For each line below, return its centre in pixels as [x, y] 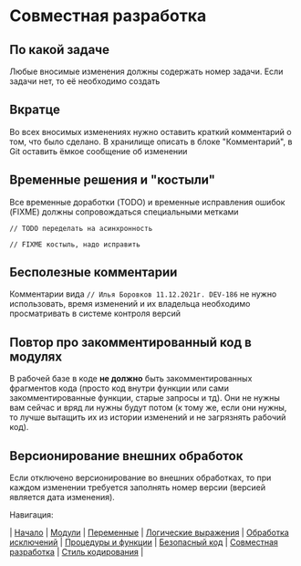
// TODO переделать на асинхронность [81, 228]
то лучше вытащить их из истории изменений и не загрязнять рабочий [148, 417]
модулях [36, 356]
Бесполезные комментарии [93, 273]
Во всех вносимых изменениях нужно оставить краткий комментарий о [150, 131]
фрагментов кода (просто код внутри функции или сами [119, 388]
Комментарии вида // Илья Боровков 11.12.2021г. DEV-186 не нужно [143, 294]
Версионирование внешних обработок [126, 456]
